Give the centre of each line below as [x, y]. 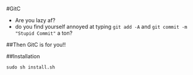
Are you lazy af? [35, 20]
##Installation [23, 56]
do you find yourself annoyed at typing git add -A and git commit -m [101, 27]
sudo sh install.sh [31, 67]
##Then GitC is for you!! [36, 45]
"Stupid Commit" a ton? [44, 33]
